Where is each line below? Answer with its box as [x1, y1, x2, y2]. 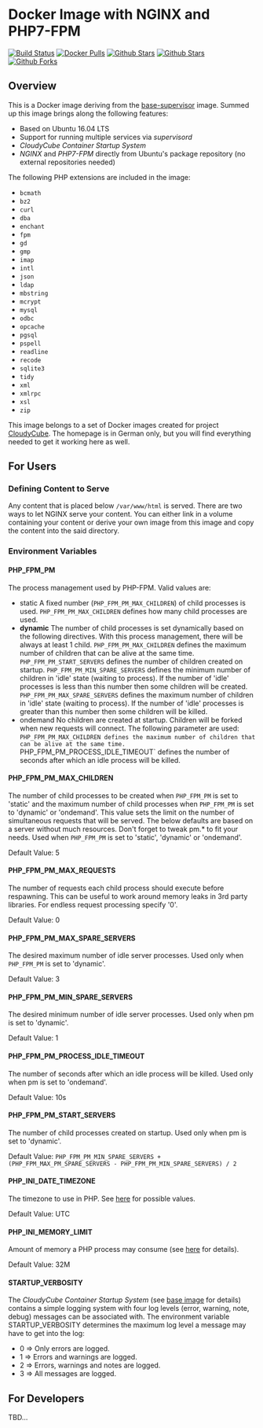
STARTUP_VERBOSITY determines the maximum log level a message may [8, 1320, 247, 1330]
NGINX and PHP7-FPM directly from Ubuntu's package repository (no [19, 149, 246, 158]
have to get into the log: [8, 1329, 85, 1338]
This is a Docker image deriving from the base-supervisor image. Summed [8, 100, 250, 109]
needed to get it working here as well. [8, 436, 130, 446]
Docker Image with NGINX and [8, 6, 210, 24]
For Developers [8, 1392, 85, 1405]
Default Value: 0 [8, 915, 60, 925]
